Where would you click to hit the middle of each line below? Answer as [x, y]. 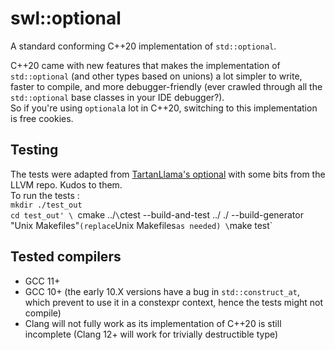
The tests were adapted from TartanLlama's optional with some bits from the [168, 174]
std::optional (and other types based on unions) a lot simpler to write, [156, 76]
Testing [34, 150]
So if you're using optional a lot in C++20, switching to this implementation [164, 108]
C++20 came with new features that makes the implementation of [145, 65]
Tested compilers [66, 257]
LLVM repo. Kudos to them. [66, 184]
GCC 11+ [42, 281]
